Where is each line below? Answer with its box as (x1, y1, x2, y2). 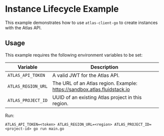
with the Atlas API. (5, 24, 42, 30)
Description (90, 64, 119, 70)
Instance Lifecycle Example (5, 3, 119, 15)
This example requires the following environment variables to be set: (5, 52, 143, 58)
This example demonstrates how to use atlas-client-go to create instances (5, 20, 158, 25)
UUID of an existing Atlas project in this (52, 94, 142, 101)
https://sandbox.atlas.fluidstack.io (52, 86, 130, 92)
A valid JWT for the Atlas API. (52, 72, 120, 79)
